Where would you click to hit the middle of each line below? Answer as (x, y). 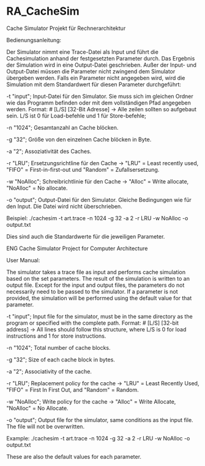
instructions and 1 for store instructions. (56, 336)
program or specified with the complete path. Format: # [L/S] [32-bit (93, 323)
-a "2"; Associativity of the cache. (49, 371)
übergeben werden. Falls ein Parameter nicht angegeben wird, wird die (96, 78)
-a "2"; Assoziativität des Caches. (49, 151)
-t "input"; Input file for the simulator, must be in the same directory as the (99, 316)
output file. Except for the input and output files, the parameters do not (95, 285)
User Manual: (23, 260)
